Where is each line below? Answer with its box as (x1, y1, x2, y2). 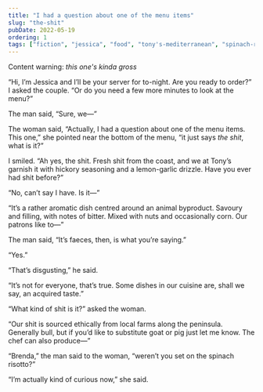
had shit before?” (8, 173, 64, 183)
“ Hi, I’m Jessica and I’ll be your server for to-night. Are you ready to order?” (8, 78, 252, 87)
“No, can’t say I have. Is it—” (8, 188, 100, 198)
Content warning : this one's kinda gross (8, 62, 137, 71)
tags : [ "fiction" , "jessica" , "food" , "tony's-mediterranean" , (8, 41, 219, 49)
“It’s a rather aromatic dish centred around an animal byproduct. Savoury (8, 203, 243, 212)
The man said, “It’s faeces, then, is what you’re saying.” (8, 235, 186, 245)
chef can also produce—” (8, 336, 91, 346)
